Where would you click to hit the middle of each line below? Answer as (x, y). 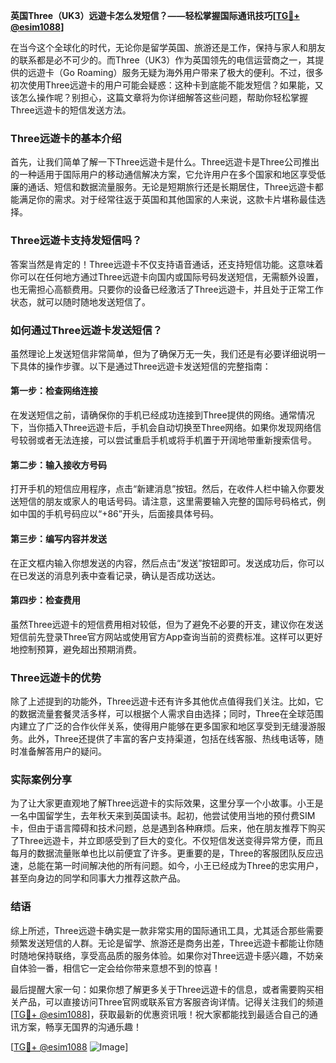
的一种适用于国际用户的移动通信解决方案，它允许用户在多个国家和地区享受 (163, 175)
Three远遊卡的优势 (56, 677)
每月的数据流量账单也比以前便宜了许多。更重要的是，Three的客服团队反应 (162, 853)
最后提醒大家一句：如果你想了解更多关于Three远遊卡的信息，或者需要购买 (162, 989)
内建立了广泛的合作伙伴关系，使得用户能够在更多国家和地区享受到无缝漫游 (163, 726)
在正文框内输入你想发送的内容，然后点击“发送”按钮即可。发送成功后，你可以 (167, 563)
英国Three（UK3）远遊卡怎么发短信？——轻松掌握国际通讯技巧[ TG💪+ (155, 15)
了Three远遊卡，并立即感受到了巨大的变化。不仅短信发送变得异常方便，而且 (167, 841)
